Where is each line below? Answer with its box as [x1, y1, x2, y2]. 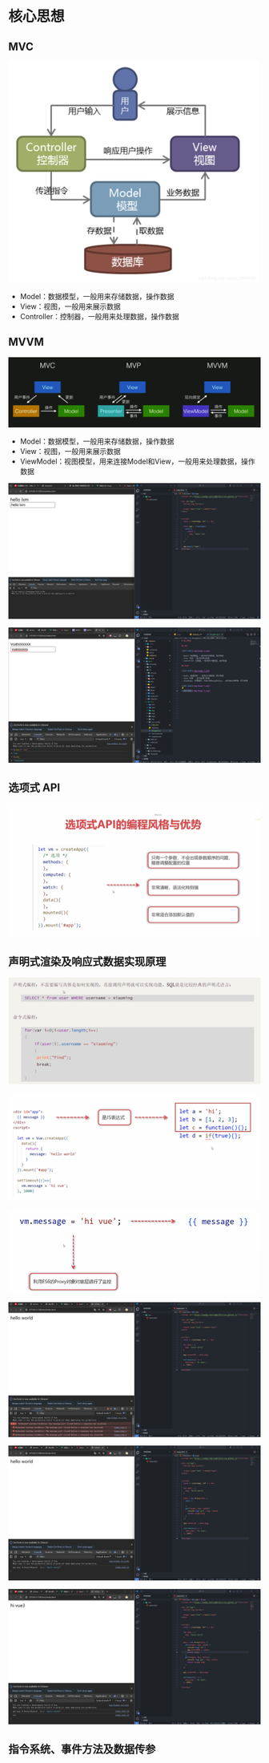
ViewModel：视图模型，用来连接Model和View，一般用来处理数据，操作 [19, 456, 255, 466]
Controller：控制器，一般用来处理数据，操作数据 [19, 312, 179, 321]
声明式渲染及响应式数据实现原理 [8, 955, 167, 969]
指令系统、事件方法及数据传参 [8, 1742, 156, 1756]
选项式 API [8, 780, 61, 794]
